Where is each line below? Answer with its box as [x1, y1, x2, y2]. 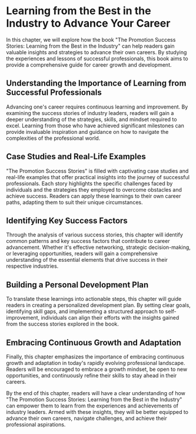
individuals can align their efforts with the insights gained [41, 314, 180, 321]
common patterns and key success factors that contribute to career [6, 238, 170, 245]
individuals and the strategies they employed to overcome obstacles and [6, 186, 182, 193]
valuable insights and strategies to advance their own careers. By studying [6, 48, 187, 55]
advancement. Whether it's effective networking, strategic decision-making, [6, 244, 191, 251]
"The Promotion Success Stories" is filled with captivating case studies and [6, 167, 189, 175]
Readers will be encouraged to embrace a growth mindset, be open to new [6, 366, 187, 373]
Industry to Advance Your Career [6, 17, 171, 30]
